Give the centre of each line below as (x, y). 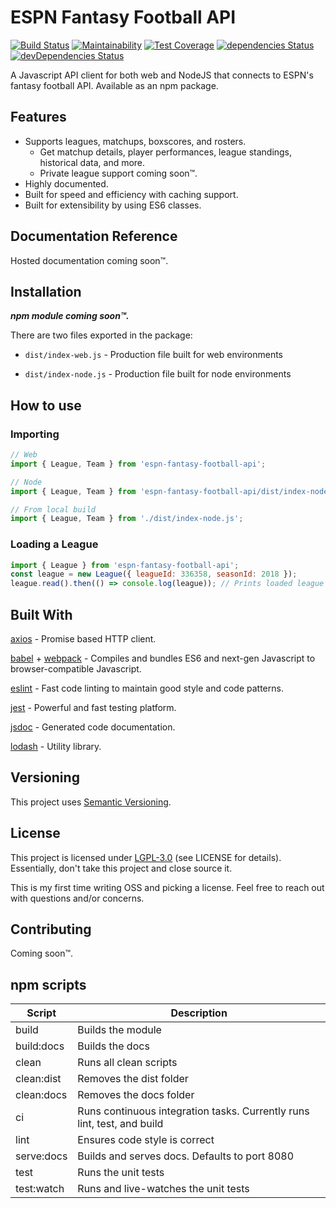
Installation (46, 291)
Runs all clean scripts (127, 1063)
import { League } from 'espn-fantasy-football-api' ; (125, 565)
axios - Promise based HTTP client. (83, 639)
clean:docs (41, 1095)
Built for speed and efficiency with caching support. (131, 194)
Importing (35, 434)
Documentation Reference (94, 236)
